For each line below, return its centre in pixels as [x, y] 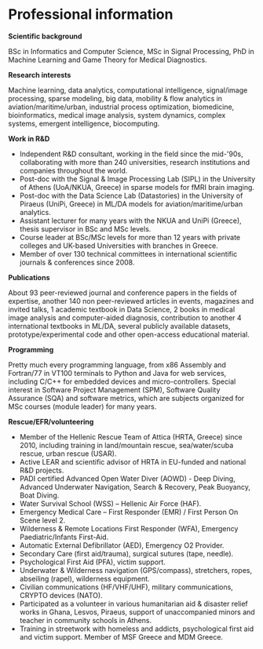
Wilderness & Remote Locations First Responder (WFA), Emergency [129, 528]
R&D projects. [42, 470]
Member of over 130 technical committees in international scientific [128, 253]
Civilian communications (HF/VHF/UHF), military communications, [126, 587]
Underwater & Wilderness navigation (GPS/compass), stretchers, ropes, [136, 570]
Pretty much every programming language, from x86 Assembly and [117, 365]
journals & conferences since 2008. [77, 262]
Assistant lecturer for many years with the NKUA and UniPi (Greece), [130, 221]
